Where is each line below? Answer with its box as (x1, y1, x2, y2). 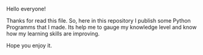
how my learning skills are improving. (6, 30, 100, 37)
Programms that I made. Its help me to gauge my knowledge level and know (6, 24, 197, 31)
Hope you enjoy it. (6, 42, 52, 49)
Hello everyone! (6, 5, 46, 12)
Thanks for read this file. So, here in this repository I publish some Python (6, 17, 191, 24)
